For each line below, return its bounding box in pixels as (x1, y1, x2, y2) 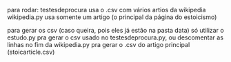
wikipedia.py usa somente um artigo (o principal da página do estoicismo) (7, 13, 217, 21)
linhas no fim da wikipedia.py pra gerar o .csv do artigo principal (7, 41, 190, 48)
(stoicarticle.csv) (7, 48, 55, 56)
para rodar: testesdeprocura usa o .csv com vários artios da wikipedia (7, 6, 206, 14)
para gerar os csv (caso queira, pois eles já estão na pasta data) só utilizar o (7, 27, 224, 34)
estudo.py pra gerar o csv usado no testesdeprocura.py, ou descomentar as (7, 33, 224, 42)
